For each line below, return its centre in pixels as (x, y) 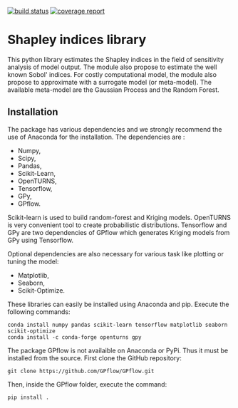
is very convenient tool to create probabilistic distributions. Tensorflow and (117, 225)
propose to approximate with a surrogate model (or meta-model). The (110, 82)
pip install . (29, 397)
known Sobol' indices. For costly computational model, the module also (112, 74)
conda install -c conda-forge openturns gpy (74, 337)
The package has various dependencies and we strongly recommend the (115, 129)
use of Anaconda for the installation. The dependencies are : (96, 137)
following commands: (39, 312)
